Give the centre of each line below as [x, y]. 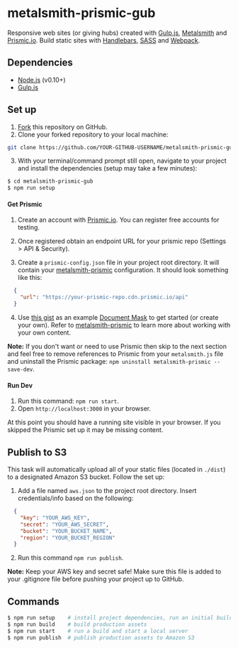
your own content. [44, 333]
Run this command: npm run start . [68, 401]
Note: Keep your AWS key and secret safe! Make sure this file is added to [114, 572]
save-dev [20, 370]
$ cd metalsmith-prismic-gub [50, 182]
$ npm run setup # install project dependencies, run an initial [110, 618]
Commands [34, 601]
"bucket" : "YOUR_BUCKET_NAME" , [66, 531]
